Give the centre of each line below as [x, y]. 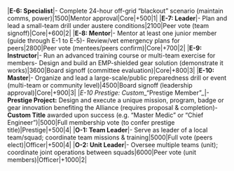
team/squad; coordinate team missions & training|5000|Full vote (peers [110, 137]
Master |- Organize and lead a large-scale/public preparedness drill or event [117, 78]
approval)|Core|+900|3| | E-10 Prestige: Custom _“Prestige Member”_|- [109, 93]
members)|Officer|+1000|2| [47, 160]
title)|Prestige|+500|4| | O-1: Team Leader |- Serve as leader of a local [108, 130]
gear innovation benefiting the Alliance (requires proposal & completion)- [113, 108]
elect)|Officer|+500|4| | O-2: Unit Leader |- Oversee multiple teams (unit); [113, 145]
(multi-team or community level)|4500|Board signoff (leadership [100, 85]
